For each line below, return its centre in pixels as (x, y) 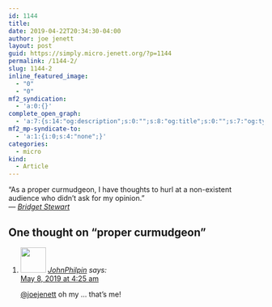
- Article (32, 167)
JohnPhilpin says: (77, 270)
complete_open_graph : (45, 114)
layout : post (30, 46)
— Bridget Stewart (39, 207)
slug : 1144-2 (30, 69)
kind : (17, 159)
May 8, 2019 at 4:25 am (59, 278)
